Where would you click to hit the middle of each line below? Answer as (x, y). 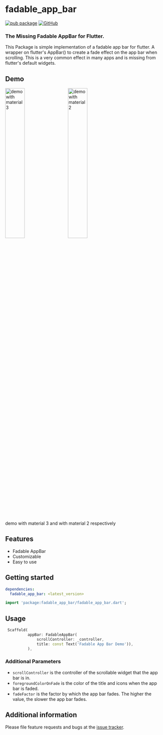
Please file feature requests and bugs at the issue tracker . (65, 727)
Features (19, 539)
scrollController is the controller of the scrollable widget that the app (85, 672)
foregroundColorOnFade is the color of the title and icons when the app (85, 683)
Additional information (41, 715)
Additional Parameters (33, 662)
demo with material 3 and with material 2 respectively (61, 523)
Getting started (30, 578)
